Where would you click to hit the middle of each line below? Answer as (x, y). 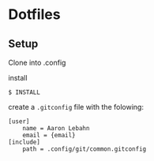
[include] (24, 142)
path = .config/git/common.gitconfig (85, 149)
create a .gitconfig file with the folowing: (76, 107)
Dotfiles (34, 15)
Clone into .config (37, 62)
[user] (19, 122)
